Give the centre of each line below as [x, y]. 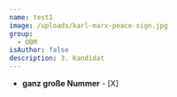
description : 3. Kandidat [57, 58]
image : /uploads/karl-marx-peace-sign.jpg [88, 26]
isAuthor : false [39, 50]
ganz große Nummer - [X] [70, 83]
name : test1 [31, 17]
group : [21, 34]
